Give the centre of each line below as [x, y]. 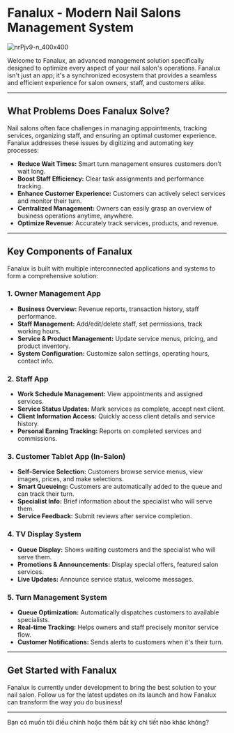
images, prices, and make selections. [70, 479]
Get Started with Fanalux [62, 671]
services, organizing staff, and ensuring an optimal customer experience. [112, 135]
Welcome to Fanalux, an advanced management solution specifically [106, 60]
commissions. [37, 439]
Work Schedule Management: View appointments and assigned [110, 394]
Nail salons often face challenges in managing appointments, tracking [107, 128]
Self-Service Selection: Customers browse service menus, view [110, 471]
